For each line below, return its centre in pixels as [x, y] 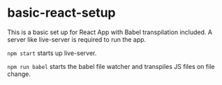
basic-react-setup [62, 13]
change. [19, 74]
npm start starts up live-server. [52, 53]
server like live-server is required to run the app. [77, 39]
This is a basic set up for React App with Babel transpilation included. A [110, 32]
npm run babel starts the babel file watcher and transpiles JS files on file [111, 66]
